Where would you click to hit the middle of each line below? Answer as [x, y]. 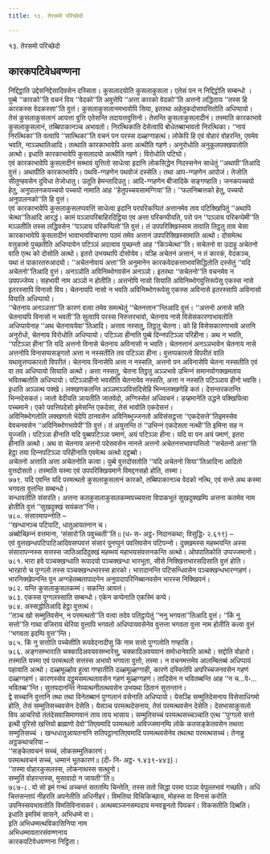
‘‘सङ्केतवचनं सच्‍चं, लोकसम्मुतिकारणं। [57, 751]
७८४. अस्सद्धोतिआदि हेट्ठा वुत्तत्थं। [51, 606]
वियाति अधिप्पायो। [31, 299]
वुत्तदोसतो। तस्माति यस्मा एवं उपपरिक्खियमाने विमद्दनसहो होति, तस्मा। [95, 470]
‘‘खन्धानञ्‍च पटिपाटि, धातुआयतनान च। [58, 525]
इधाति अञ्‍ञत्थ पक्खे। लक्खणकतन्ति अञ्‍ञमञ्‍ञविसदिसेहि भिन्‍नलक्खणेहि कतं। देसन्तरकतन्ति [125, 389]
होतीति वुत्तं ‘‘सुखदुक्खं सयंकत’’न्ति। [54, 507]
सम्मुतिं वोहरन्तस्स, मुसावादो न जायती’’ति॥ [61, 778]
